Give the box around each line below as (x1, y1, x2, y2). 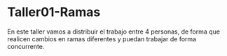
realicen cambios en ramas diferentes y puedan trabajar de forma (7, 34, 197, 43)
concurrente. (7, 42, 45, 50)
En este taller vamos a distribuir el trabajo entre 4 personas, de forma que (7, 27, 221, 36)
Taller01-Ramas (7, 4, 101, 20)
